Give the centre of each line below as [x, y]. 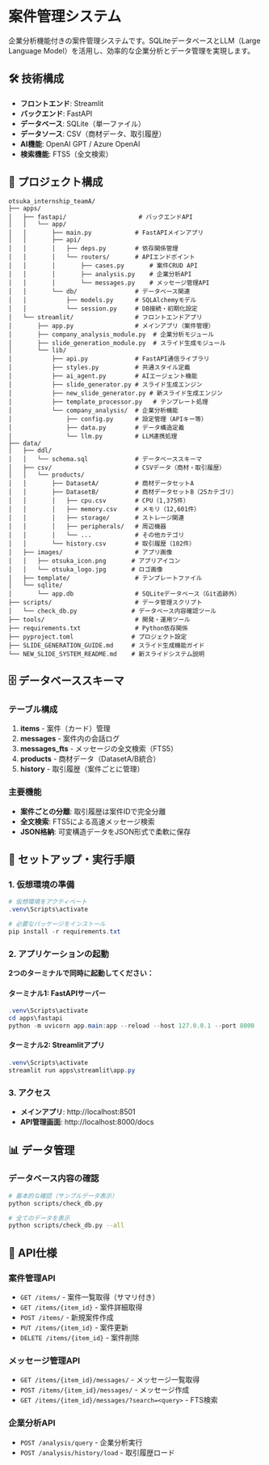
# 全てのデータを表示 [39, 1218]
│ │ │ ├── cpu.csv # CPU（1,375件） [99, 500]
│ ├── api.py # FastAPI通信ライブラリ [109, 359]
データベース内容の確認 [54, 1178]
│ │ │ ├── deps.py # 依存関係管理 [94, 248]
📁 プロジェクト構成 [56, 182]
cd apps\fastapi [36, 1019]
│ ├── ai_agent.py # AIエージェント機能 [103, 376]
